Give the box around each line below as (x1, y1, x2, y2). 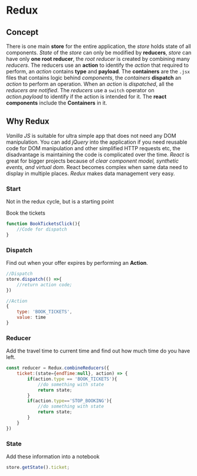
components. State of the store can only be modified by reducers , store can (6, 49, 192, 56)
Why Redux (6, 116, 50, 127)
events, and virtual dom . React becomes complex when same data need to (6, 163, 188, 170)
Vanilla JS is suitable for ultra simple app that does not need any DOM (6, 132, 176, 139)
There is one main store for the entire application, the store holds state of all (6, 43, 191, 50)
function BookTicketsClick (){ (6, 221, 81, 227)
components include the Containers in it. (6, 99, 107, 106)
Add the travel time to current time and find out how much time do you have (6, 347, 191, 355)
